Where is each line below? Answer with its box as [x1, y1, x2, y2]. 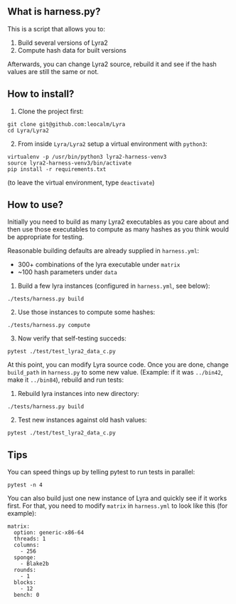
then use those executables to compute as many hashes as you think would [7, 225, 229, 234]
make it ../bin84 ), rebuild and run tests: [7, 375, 124, 384]
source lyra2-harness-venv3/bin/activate [7, 160, 132, 167]
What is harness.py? [7, 6, 101, 18]
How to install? [7, 88, 75, 100]
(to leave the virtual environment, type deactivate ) [7, 178, 155, 187]
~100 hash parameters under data [17, 268, 117, 276]
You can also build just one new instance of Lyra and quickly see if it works [7, 494, 227, 503]
